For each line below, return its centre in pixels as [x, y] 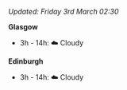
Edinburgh [26, 61]
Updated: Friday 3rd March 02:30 [63, 12]
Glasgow [23, 27]
